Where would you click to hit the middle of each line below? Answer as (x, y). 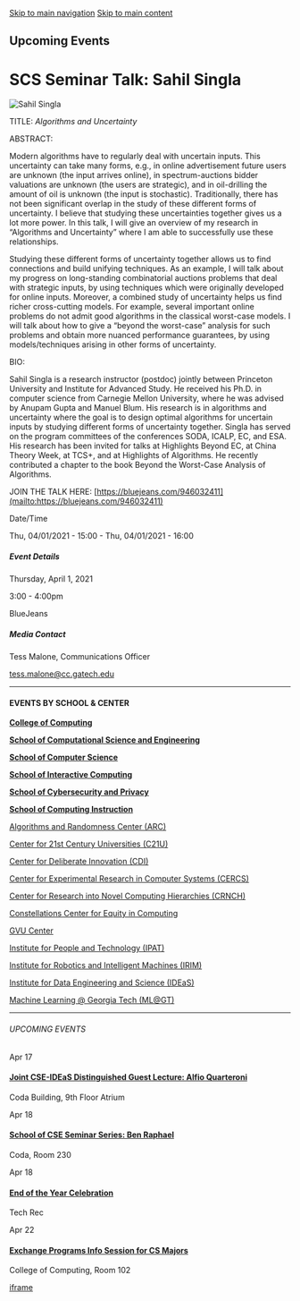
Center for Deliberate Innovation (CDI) (79, 862)
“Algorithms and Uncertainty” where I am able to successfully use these (142, 233)
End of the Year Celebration (62, 1193)
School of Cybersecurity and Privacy (79, 792)
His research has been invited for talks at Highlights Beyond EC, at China (143, 446)
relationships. (34, 242)
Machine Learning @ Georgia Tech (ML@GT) (92, 1000)
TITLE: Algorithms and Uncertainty (73, 122)
